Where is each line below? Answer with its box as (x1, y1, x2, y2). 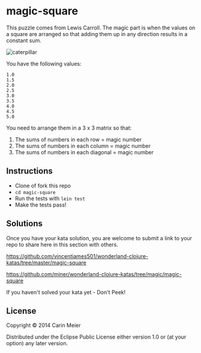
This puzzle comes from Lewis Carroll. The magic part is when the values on (6, 24, 196, 31)
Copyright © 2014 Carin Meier (6, 322, 81, 329)
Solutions (6, 219, 43, 229)
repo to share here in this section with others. (6, 241, 119, 248)
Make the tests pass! (14, 201, 67, 208)
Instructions (6, 166, 53, 176)
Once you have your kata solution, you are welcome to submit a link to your (6, 234, 193, 241)
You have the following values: (6, 60, 82, 67)
